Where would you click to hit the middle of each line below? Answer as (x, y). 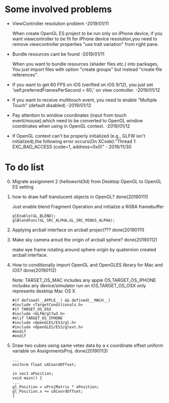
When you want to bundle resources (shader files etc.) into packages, (85, 64)
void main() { (27, 378)
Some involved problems (59, 9)
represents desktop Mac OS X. (44, 291)
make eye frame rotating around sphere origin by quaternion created (84, 249)
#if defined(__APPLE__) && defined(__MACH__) (61, 300)
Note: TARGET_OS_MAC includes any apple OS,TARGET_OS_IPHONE (84, 280)
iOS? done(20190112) (34, 270)
